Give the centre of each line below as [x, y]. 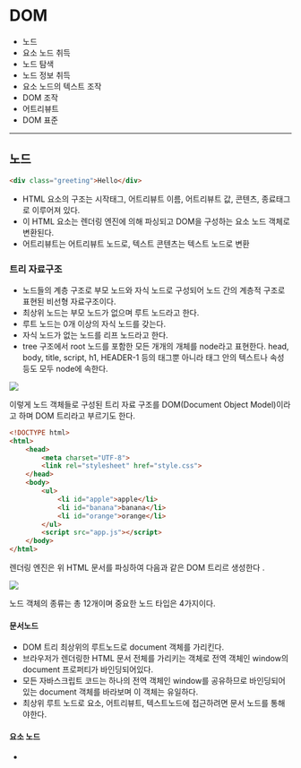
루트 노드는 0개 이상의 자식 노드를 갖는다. [94, 324]
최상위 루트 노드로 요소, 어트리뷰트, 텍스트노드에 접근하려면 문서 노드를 [145, 703]
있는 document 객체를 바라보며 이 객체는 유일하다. [110, 692]
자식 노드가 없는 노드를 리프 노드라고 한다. [95, 335]
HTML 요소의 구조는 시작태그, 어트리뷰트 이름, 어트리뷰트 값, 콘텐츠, [141, 199]
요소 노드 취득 [46, 52]
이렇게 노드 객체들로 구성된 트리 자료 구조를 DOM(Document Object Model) [143, 404]
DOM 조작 [40, 97]
